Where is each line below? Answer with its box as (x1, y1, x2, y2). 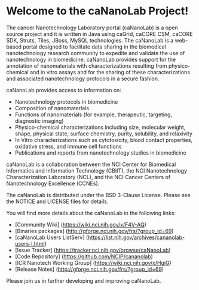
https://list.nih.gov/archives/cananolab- (87, 234, 185, 241)
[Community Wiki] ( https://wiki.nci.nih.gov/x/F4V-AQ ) (14, 220, 146, 228)
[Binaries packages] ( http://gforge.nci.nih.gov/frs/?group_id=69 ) (14, 227, 174, 234)
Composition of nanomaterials (14, 104, 90, 111)
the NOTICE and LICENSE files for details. (6, 198, 109, 205)
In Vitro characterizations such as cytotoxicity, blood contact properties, (14, 136, 193, 143)
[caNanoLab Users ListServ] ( (14, 234, 88, 241)
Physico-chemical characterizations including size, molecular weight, (14, 123, 186, 131)
